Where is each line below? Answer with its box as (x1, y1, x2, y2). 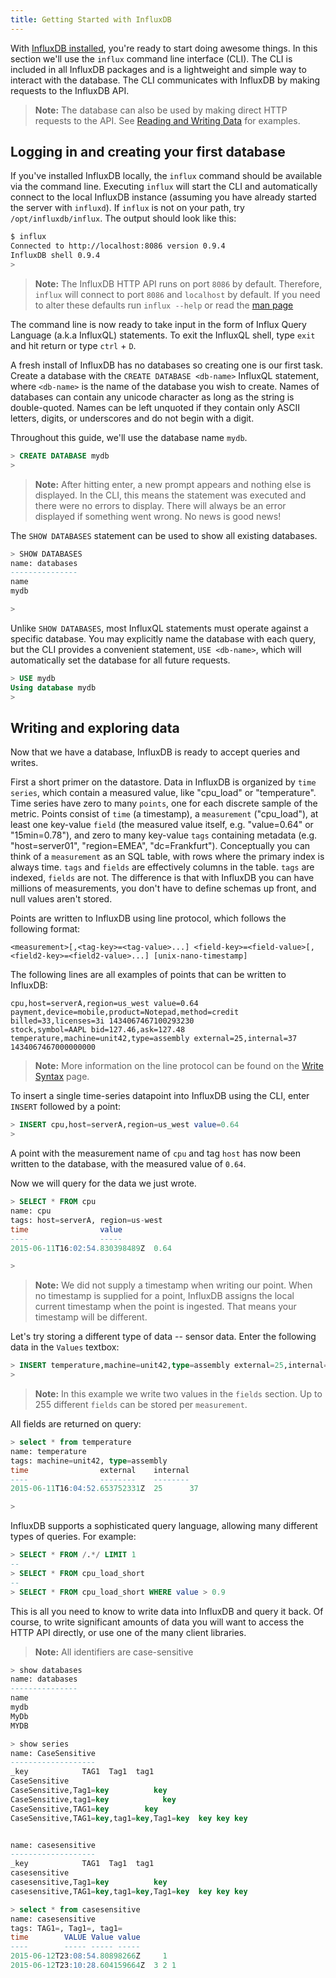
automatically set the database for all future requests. (10, 654, 231, 666)
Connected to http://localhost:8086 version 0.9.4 (10, 241, 226, 251)
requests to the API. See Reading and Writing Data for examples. (34, 114, 301, 126)
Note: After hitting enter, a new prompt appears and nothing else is (34, 478, 312, 490)
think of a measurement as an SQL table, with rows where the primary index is (10, 851, 325, 863)
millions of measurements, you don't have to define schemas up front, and (10, 882, 317, 895)
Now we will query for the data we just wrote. (10, 1177, 197, 1190)
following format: (10, 923, 81, 935)
